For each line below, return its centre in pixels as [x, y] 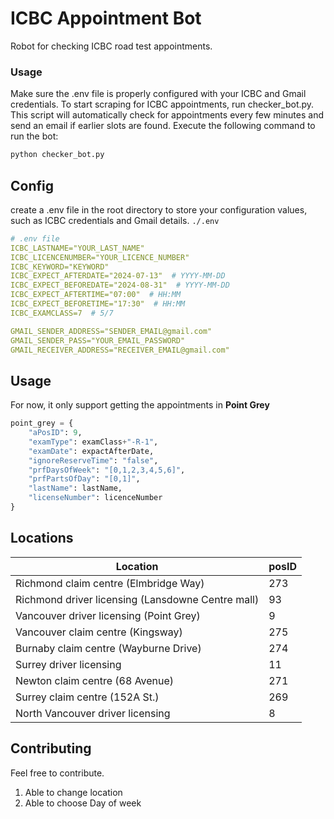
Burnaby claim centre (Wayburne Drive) [108, 648]
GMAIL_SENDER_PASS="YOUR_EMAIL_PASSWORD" [98, 340]
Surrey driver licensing [68, 664]
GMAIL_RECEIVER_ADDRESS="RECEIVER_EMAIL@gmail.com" [120, 350]
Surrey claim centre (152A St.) [87, 697]
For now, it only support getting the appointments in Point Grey [140, 405]
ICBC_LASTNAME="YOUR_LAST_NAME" [77, 248]
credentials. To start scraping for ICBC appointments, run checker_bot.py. [162, 104]
